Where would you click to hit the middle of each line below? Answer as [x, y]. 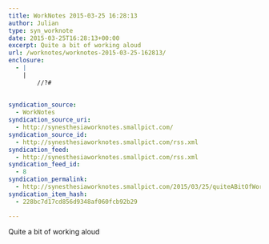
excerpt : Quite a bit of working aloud [75, 46]
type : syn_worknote [41, 30]
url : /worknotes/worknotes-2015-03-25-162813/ [87, 53]
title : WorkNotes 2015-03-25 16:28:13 [73, 16]
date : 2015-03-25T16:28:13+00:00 [64, 38]
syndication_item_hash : [48, 194]
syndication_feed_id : [44, 165]
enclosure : [26, 61]
